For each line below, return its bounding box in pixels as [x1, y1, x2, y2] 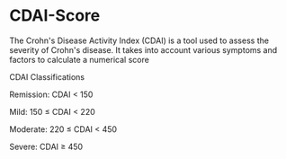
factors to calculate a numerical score [9, 54, 150, 65]
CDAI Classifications [9, 71, 85, 82]
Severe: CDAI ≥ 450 [9, 141, 84, 152]
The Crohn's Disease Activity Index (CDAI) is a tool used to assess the [9, 35, 270, 46]
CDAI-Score [9, 5, 101, 26]
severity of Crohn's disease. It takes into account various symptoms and [9, 44, 278, 55]
